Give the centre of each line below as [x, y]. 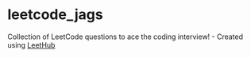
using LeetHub [31, 44]
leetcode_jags [56, 15]
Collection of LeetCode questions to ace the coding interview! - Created [125, 37]
